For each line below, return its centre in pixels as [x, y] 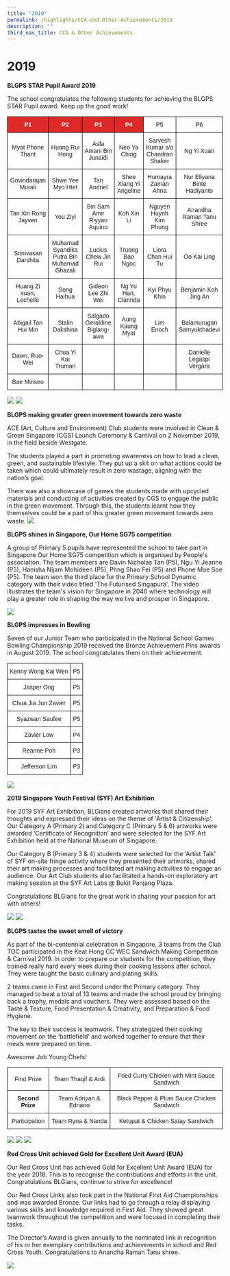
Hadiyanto [200, 191]
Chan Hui [159, 257]
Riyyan [98, 221]
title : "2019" [27, 13]
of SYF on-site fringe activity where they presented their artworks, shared [111, 861]
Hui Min [28, 330]
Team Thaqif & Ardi [79, 1079]
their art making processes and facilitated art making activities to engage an [114, 869]
